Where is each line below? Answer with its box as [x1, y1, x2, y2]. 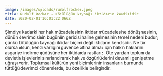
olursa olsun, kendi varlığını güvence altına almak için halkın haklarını [5, 45, 143, 51]
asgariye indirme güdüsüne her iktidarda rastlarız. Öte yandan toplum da [5, 50, 151, 56]
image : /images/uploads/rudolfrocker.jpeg [5, 7, 93, 12]
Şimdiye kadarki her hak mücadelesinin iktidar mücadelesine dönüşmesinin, [5, 30, 158, 35]
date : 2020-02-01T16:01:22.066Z [5, 16, 71, 21]
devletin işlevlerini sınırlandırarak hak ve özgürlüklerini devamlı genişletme [5, 55, 154, 61]
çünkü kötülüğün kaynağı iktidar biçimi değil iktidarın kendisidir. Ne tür [5, 40, 146, 46]
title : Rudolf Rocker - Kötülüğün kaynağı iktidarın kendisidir [5, 12, 139, 16]
